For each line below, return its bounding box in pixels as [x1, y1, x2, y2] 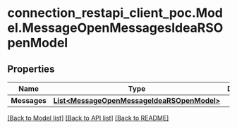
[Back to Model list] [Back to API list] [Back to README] [7, 114, 169, 122]
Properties [7, 63, 55, 75]
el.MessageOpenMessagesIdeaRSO [7, 20, 224, 36]
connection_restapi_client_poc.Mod [7, 5, 224, 21]
